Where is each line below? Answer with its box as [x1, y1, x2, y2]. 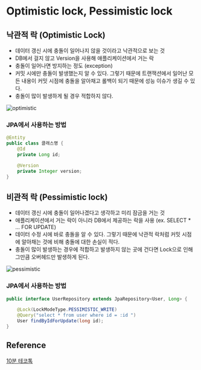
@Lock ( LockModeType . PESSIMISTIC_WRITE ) [17, 307, 118, 313]
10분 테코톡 [6, 357, 33, 364]
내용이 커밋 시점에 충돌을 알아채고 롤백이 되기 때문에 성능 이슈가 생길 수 [21, 77, 189, 84]
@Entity [6, 135, 26, 141]
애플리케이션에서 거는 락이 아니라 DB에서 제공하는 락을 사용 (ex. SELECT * [14, 216, 191, 224]
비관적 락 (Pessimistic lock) [6, 192, 108, 202]
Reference [6, 340, 46, 351]
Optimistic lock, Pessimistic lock [6, 4, 173, 18]
